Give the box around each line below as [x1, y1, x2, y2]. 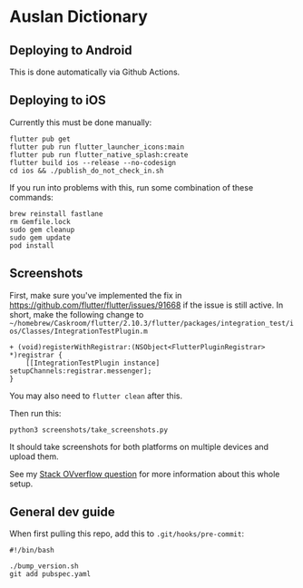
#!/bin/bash [9, 546, 54, 555]
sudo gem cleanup [9, 225, 75, 234]
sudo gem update [9, 233, 71, 242]
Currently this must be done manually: [9, 116, 152, 128]
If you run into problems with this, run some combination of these [9, 181, 254, 192]
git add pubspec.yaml [9, 570, 92, 579]
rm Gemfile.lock [9, 217, 71, 226]
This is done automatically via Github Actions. [9, 66, 181, 77]
